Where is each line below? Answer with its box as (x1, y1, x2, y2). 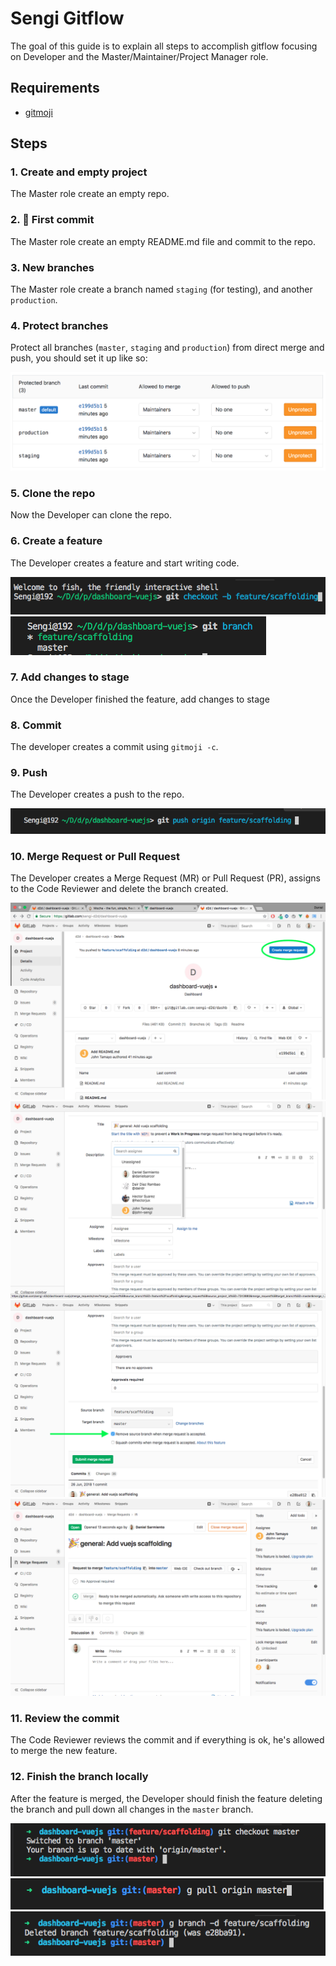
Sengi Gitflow (10, 7, 125, 30)
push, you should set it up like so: (10, 352, 148, 364)
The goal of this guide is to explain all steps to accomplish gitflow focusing (10, 40, 318, 52)
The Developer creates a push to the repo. (10, 788, 185, 801)
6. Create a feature (10, 534, 103, 548)
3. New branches (10, 260, 95, 274)
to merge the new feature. (10, 1745, 118, 1757)
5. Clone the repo (10, 486, 96, 500)
